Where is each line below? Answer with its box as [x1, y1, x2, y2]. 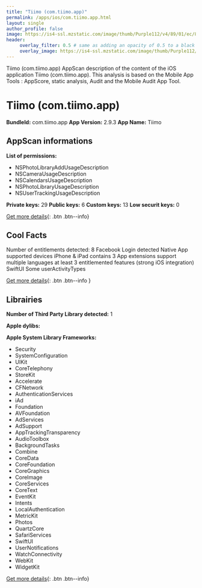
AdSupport [14, 423, 42, 430]
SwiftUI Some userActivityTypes [6, 265, 86, 273]
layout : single [6, 20, 44, 26]
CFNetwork [14, 384, 44, 391]
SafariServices [14, 531, 52, 539]
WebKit [14, 557, 34, 564]
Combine [14, 448, 38, 455]
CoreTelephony [14, 365, 53, 372]
